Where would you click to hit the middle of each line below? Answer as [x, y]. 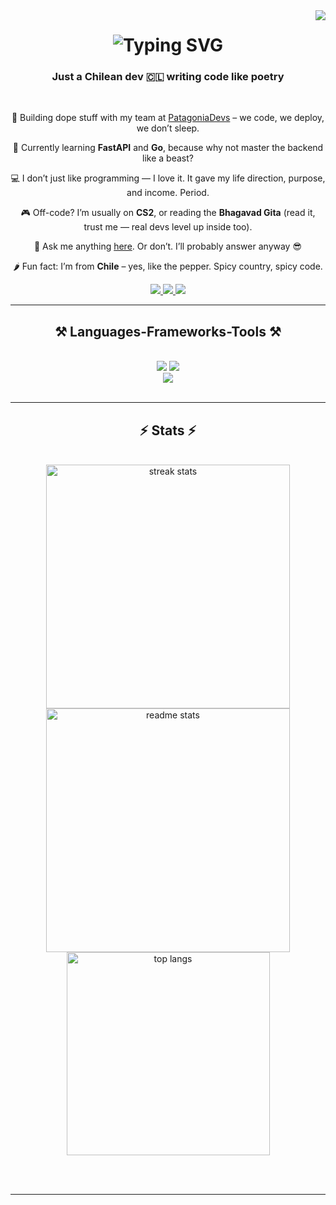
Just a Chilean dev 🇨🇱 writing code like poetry [168, 77]
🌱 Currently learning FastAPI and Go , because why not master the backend [168, 148]
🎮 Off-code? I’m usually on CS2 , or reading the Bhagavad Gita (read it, [168, 213]
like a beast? [168, 158]
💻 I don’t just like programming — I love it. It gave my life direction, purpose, [168, 178]
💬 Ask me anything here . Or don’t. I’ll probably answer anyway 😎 [168, 246]
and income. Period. [168, 193]
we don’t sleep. [168, 128]
